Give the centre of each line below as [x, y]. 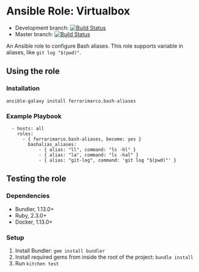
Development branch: [42, 28]
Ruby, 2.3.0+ [31, 215]
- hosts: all [28, 128]
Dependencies [28, 196]
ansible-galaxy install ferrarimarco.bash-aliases [71, 101]
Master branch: [34, 34]
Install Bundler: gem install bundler [60, 250]
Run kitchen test [37, 263]
